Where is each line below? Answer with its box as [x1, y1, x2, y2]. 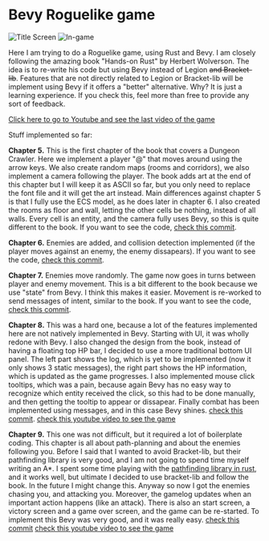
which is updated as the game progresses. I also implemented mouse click [8, 371, 255, 380]
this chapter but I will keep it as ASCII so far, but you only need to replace [8, 179, 251, 189]
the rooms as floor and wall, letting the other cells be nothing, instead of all [8, 205, 256, 214]
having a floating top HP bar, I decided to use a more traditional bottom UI [8, 345, 252, 355]
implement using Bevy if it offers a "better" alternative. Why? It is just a [8, 82, 243, 92]
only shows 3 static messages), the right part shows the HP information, [8, 363, 247, 372]
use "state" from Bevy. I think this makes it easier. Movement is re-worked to [8, 287, 262, 297]
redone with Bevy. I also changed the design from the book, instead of [8, 337, 241, 347]
